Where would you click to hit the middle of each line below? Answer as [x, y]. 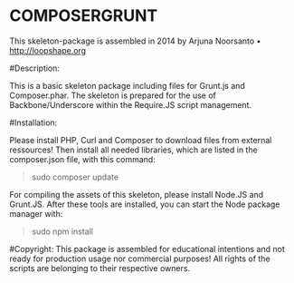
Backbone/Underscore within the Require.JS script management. [130, 104]
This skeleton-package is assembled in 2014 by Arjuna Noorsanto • [135, 41]
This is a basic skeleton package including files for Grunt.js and [128, 85]
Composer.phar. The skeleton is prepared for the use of [113, 95]
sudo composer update [75, 177]
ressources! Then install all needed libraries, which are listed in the [133, 150]
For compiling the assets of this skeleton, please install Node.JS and [137, 194]
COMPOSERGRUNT [84, 16]
